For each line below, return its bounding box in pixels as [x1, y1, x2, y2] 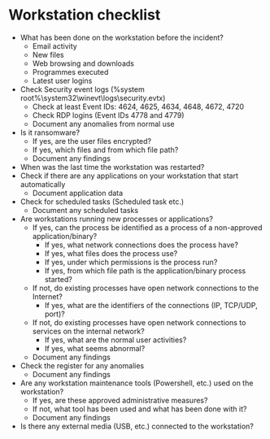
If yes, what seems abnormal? [44, 343, 146, 353]
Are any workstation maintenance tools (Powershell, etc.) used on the [20, 378, 254, 388]
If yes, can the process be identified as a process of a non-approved [32, 222, 263, 233]
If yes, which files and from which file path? [32, 145, 179, 154]
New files [32, 50, 64, 59]
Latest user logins [32, 76, 93, 85]
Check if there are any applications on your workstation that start [20, 171, 238, 180]
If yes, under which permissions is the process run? [44, 257, 218, 267]
